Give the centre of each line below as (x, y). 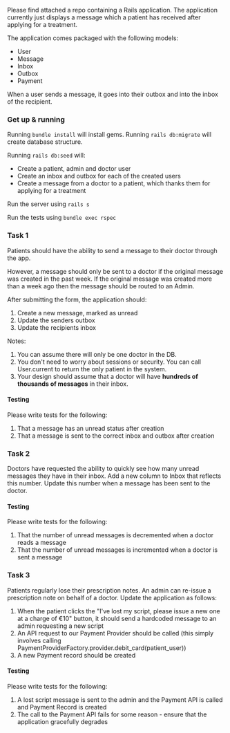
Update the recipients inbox (57, 327)
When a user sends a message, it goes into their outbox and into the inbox (113, 94)
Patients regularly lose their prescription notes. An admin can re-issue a (109, 590)
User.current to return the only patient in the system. (92, 369)
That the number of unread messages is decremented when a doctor (115, 535)
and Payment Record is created (62, 707)
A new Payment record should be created (76, 655)
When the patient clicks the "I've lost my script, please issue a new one (118, 611)
